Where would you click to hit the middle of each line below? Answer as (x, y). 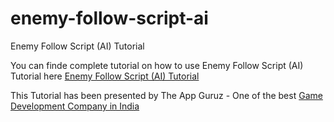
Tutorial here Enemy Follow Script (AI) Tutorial (105, 76)
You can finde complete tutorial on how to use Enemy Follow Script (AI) (157, 65)
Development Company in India (75, 106)
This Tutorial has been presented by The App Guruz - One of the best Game (166, 95)
